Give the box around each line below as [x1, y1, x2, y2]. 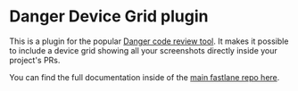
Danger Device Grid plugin [9, 6, 209, 27]
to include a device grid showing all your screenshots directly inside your [9, 45, 278, 55]
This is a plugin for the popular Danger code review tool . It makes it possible [9, 36, 289, 46]
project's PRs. [9, 54, 61, 65]
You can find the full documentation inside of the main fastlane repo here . [9, 71, 280, 82]
